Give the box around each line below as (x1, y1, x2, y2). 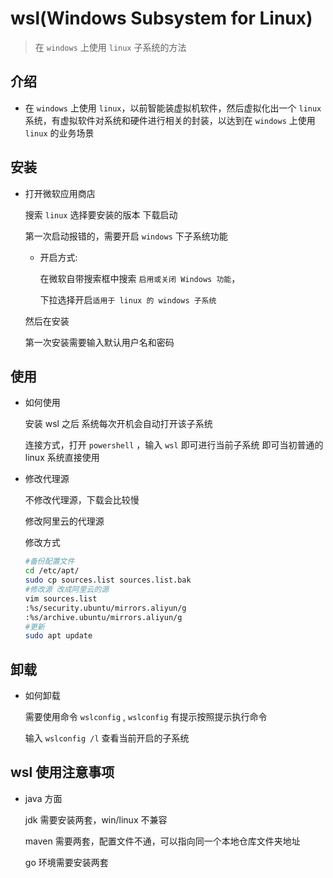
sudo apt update (24, 631, 93, 641)
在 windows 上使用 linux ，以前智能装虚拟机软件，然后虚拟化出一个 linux (24, 102, 322, 114)
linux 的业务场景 (24, 127, 95, 139)
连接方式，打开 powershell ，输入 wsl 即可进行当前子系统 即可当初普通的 (24, 439, 324, 451)
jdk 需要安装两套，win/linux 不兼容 (24, 813, 168, 826)
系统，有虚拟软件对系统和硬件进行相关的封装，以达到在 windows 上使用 (24, 114, 316, 126)
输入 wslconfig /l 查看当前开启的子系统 (24, 732, 190, 744)
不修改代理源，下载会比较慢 (24, 494, 140, 506)
